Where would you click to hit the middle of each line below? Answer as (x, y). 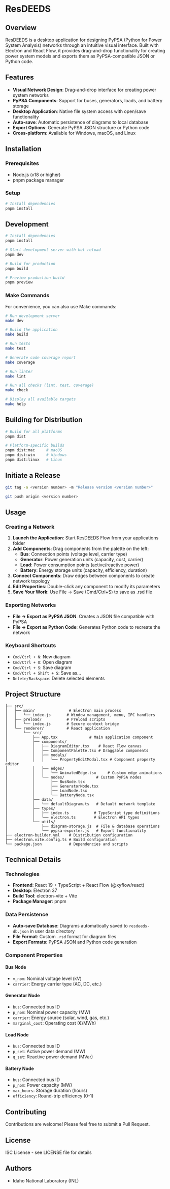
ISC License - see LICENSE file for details (49, 1152)
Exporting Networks (31, 605)
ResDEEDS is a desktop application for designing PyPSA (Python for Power (84, 40)
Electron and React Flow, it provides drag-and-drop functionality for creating (85, 51)
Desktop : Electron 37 (35, 890)
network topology (31, 581)
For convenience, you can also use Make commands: (61, 306)
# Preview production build (35, 278)
